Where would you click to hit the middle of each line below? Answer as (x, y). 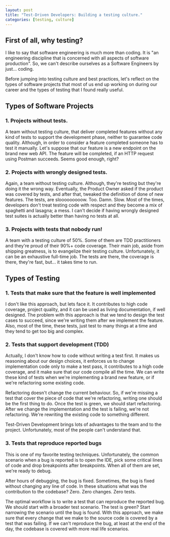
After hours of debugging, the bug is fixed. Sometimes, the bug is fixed (80, 481)
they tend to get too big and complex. (45, 332)
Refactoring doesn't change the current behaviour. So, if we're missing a (82, 393)
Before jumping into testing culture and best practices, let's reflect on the (82, 79)
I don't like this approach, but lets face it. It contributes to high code (77, 304)
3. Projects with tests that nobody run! (54, 230)
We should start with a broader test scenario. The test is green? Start (78, 507)
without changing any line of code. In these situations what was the (76, 486)
